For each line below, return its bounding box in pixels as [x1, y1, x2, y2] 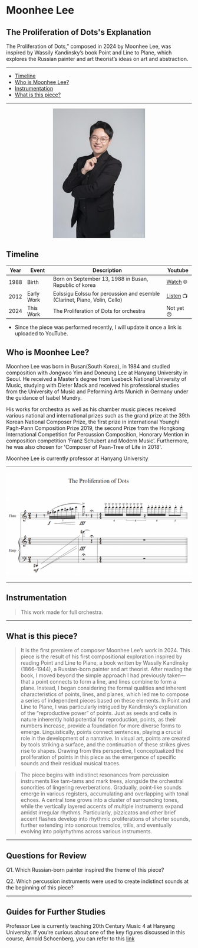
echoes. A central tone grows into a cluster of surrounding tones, [20, 797, 179, 804]
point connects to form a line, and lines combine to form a [35, 678, 177, 685]
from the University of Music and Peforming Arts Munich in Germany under [6, 388, 189, 395]
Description [92, 267, 122, 274]
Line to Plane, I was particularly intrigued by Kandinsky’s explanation [20, 703, 187, 710]
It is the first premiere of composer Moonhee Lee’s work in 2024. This [20, 647, 190, 654]
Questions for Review [6, 850, 87, 860]
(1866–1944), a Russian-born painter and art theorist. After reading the [20, 666, 192, 673]
